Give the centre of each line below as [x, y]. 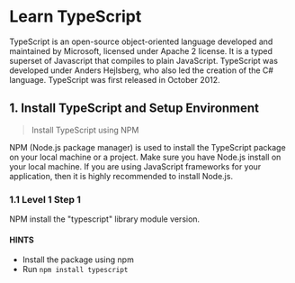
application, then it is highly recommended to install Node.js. [121, 176]
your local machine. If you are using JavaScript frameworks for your [135, 166]
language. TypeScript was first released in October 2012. [115, 79]
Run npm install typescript [75, 269]
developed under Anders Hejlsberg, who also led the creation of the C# [142, 70]
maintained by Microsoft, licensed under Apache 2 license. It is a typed [141, 50]
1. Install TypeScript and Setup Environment [134, 109]
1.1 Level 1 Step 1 [45, 199]
